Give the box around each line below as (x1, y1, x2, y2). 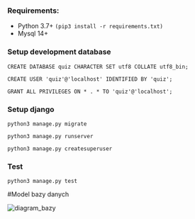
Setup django (7, 104, 55, 114)
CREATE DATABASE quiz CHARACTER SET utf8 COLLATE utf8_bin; (7, 63, 189, 70)
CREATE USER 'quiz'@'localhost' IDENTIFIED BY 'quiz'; (7, 75, 173, 83)
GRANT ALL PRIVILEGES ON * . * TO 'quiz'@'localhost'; (7, 88, 173, 95)
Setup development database (7, 47, 111, 57)
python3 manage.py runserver (7, 133, 94, 140)
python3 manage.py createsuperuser (7, 145, 113, 152)
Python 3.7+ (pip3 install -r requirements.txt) (17, 22, 163, 30)
